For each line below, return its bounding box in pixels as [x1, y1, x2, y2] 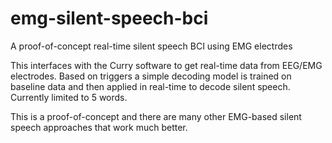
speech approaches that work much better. [10, 121, 188, 133]
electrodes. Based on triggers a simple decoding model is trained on [10, 70, 292, 82]
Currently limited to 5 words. [10, 91, 128, 103]
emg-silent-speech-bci [10, 7, 209, 30]
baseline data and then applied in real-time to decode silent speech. [10, 80, 291, 92]
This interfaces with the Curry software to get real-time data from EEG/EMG [10, 59, 323, 71]
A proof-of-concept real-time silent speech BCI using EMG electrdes [10, 40, 293, 52]
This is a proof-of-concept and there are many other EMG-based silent [10, 110, 302, 122]
